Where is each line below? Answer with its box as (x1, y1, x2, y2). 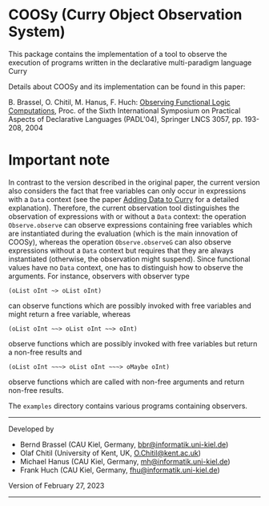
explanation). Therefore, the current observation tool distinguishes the (8, 203, 240, 213)
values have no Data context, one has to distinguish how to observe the (8, 262, 243, 272)
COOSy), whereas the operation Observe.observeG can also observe (8, 237, 232, 246)
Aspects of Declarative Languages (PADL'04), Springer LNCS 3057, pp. (8, 114, 243, 123)
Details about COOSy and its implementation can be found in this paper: (8, 82, 246, 91)
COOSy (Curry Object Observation (8, 6, 243, 24)
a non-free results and (8, 347, 82, 357)
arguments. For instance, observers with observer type (8, 271, 190, 281)
